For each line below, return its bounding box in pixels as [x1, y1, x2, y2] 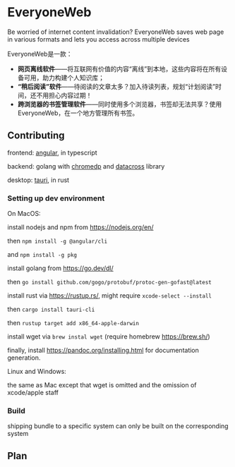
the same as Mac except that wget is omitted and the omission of [7, 381, 197, 389]
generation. [7, 353, 41, 362]
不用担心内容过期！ [36, 91, 92, 99]
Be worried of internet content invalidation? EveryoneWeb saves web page [7, 28, 224, 36]
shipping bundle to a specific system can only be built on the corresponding [7, 422, 229, 430]
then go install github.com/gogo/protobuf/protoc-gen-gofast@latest [7, 278, 212, 286]
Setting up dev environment [7, 193, 105, 203]
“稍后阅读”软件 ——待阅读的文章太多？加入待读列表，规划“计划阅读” [17, 82, 216, 90]
